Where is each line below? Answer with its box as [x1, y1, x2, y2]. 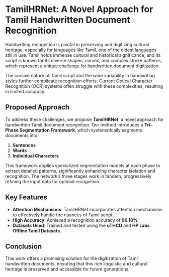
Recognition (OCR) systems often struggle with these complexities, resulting [5, 83, 163, 89]
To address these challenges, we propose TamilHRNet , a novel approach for [5, 116, 164, 122]
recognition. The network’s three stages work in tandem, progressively [5, 173, 152, 179]
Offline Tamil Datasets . [12, 227, 61, 234]
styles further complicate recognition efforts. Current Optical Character [5, 78, 153, 84]
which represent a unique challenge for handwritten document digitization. [5, 63, 160, 69]
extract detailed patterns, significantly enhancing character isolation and [5, 168, 156, 174]
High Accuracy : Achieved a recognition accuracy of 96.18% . [12, 217, 139, 223]
